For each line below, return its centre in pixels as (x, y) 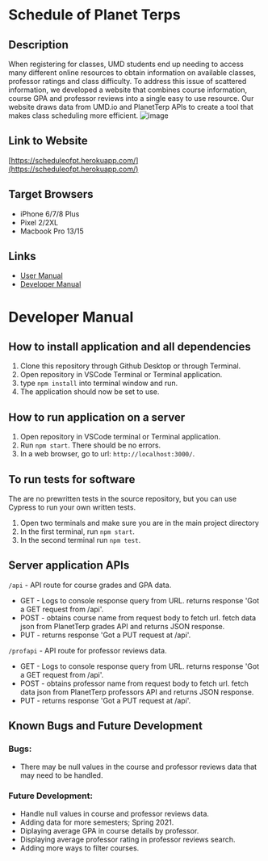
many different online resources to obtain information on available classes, (132, 73)
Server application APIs (69, 566)
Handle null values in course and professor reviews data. (115, 813)
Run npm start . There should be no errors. (90, 445)
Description (38, 45)
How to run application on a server (97, 417)
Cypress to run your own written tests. (72, 507)
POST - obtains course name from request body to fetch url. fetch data (138, 617)
